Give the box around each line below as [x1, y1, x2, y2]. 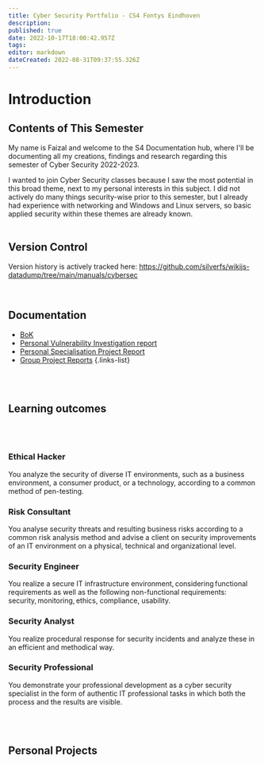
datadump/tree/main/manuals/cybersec [8, 270, 139, 279]
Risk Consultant [8, 506, 71, 517]
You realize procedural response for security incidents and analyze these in [8, 634, 255, 643]
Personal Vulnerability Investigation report [19, 338, 157, 348]
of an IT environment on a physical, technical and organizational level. [8, 541, 236, 550]
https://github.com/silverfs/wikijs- [138, 262, 250, 271]
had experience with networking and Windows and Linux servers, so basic [8, 200, 252, 210]
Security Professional [8, 662, 94, 673]
